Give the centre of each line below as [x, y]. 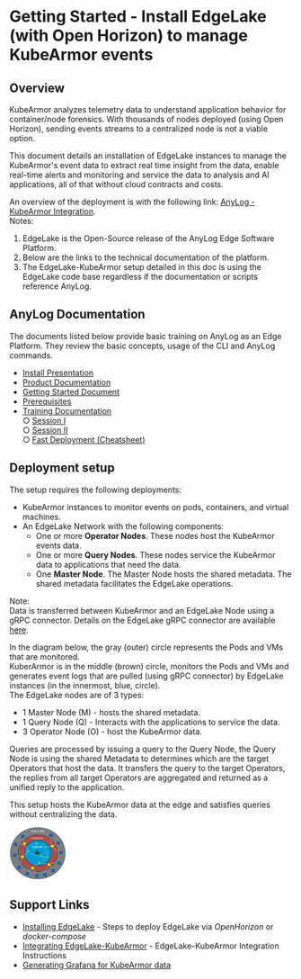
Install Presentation [58, 373]
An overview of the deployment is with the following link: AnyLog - [132, 202]
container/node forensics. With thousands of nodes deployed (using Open [146, 119]
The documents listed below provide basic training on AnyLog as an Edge [146, 336]
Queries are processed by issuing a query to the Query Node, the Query [143, 749]
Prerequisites [47, 401]
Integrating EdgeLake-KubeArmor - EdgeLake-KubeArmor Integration [151, 946]
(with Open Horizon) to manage [129, 36]
